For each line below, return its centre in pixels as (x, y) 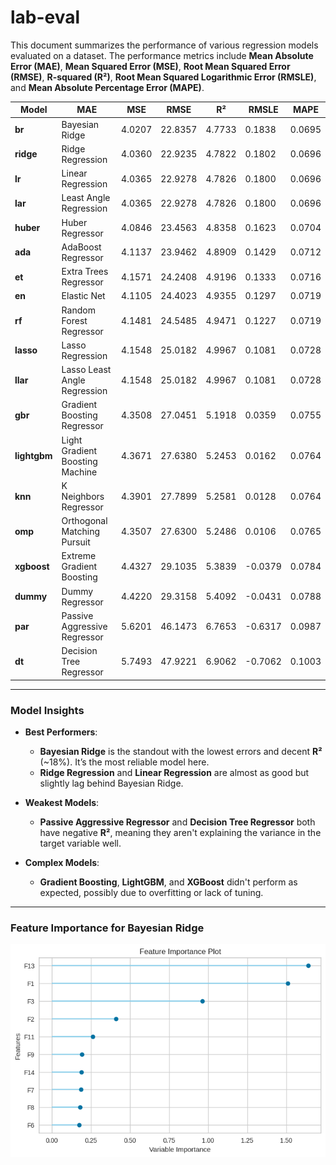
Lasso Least (86, 370)
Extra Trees (85, 272)
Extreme (79, 556)
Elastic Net (83, 296)
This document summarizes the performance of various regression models (164, 45)
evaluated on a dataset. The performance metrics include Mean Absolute (162, 55)
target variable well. (80, 843)
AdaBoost (81, 247)
